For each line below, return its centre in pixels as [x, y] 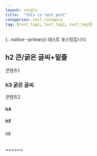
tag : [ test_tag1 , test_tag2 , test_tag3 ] [49, 24]
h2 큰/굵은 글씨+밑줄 [36, 57]
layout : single [21, 10]
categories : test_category [34, 19]
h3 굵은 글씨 [20, 85]
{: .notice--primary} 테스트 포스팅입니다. [46, 39]
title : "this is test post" [36, 15]
